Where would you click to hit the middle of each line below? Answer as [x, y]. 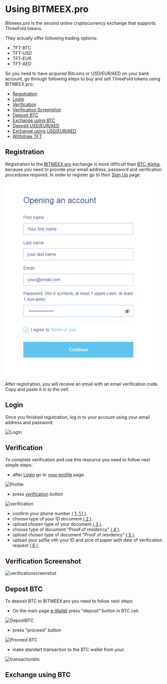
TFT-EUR [22, 58]
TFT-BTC [22, 48]
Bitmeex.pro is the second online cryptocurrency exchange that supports [80, 23]
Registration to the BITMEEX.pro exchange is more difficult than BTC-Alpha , [83, 164]
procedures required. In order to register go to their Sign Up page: [73, 175]
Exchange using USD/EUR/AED [44, 131]
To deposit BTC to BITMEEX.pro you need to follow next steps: [69, 601]
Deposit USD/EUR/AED [36, 126]
